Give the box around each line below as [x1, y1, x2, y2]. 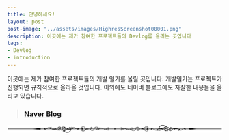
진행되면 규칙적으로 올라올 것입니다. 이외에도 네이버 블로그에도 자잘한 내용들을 [7, 83, 215, 92]
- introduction [7, 55, 51, 61]
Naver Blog [23, 109, 62, 119]
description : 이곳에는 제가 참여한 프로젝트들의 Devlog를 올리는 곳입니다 [7, 33, 191, 40]
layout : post [7, 18, 44, 25]
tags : [7, 40, 23, 47]
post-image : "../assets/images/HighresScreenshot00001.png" [7, 25, 183, 32]
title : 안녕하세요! [7, 11, 55, 18]
